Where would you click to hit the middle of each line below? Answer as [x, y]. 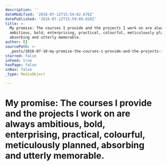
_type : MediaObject [25, 74]
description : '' [22, 10]
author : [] [16, 42]
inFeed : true [19, 60]
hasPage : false [21, 65]
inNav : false [19, 70]
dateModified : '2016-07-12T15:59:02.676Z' [50, 14]
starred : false [21, 56]
